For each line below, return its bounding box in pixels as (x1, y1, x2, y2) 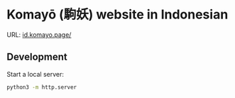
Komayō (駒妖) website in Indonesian (6, 6, 229, 23)
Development (6, 51, 68, 63)
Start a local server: (6, 70, 65, 78)
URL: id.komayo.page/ (6, 30, 72, 39)
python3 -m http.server (6, 83, 77, 91)
